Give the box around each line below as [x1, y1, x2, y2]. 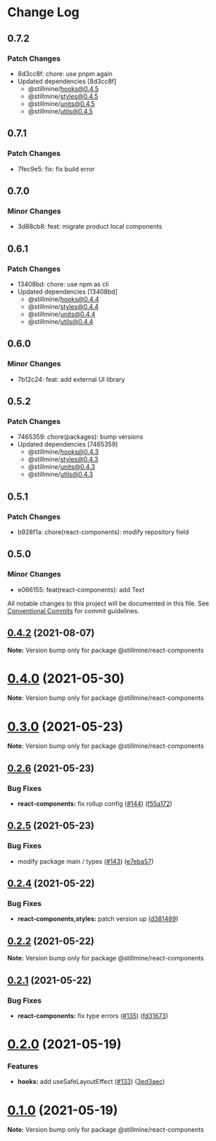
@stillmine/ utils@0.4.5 [27, 107, 94, 115]
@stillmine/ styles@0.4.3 [27, 455, 99, 464]
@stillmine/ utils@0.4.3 [27, 470, 94, 478]
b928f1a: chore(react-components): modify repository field [17, 528, 189, 536]
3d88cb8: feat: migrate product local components [17, 222, 163, 231]
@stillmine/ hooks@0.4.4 [27, 294, 100, 303]
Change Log [7, 4, 80, 20]
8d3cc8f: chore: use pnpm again [17, 69, 113, 78]
